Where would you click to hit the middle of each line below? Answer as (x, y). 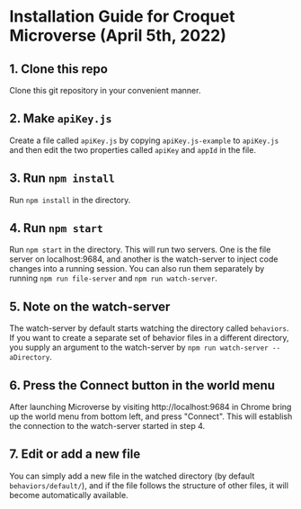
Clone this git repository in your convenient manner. (105, 90)
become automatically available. (69, 495)
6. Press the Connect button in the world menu (142, 385)
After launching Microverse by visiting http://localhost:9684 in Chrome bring (150, 407)
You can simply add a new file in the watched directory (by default (132, 476)
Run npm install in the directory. (70, 200)
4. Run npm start (56, 228)
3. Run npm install (62, 179)
